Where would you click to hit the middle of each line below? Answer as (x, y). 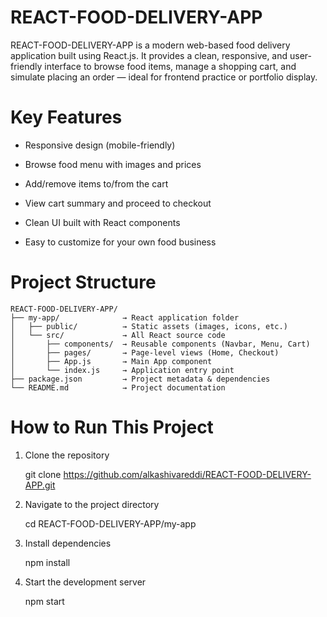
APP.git (40, 485)
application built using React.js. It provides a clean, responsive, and (149, 55)
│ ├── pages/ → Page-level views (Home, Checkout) (145, 352)
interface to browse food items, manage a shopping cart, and (170, 66)
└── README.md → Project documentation (118, 387)
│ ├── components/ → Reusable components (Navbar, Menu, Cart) (160, 344)
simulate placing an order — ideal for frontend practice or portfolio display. (164, 77)
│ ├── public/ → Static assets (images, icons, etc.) (149, 326)
